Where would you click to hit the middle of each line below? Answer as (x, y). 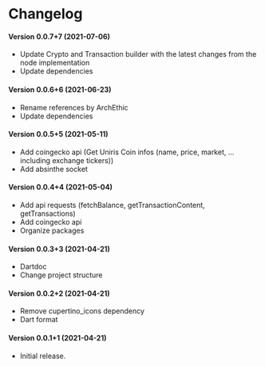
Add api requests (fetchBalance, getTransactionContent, (112, 205)
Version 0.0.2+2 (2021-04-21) (59, 293)
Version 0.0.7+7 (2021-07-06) (59, 36)
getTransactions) (47, 213)
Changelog (45, 14)
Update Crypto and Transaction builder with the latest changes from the (138, 54)
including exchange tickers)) (67, 160)
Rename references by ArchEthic (74, 107)
